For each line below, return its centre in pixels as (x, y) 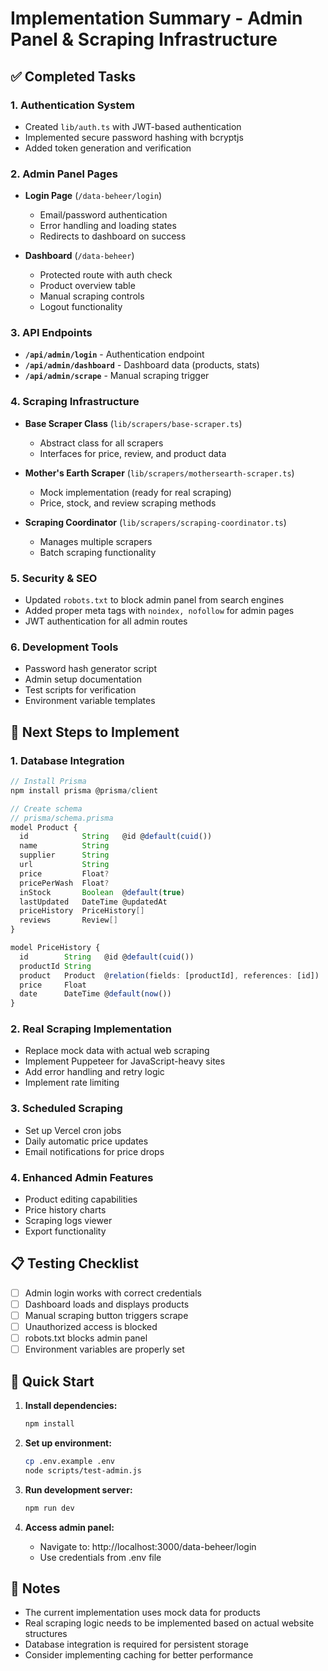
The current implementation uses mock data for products (142, 1613)
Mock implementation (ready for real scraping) (135, 492)
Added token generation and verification (108, 148)
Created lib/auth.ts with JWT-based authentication (133, 126)
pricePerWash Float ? (64, 883)
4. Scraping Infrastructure (75, 402)
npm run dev (49, 1508)
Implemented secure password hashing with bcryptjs (134, 137)
